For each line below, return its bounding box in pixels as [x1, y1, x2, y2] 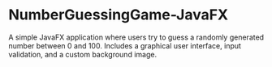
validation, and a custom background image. [8, 49, 157, 59]
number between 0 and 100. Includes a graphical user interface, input [8, 40, 242, 50]
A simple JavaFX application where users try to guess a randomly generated [8, 32, 265, 42]
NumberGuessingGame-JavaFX [8, 6, 229, 24]
